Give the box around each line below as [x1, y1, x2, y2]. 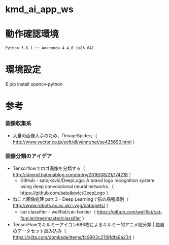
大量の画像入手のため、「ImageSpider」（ [12, 132, 97, 138]
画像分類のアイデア [5, 152, 52, 160]
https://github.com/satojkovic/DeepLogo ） [20, 190, 111, 196]
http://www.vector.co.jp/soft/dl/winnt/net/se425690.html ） [12, 139, 138, 145]
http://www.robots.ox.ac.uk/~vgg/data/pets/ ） [12, 202, 111, 208]
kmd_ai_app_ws [5, 4, 74, 15]
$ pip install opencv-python [5, 81, 63, 87]
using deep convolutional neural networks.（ [20, 183, 114, 189]
